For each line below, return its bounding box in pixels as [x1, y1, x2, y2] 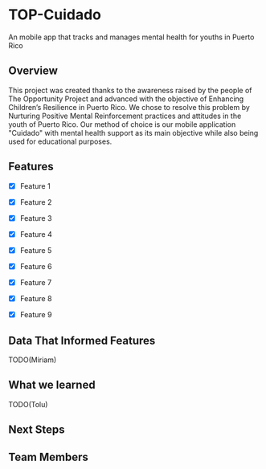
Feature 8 [19, 294, 52, 303]
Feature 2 [19, 197, 52, 206]
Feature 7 [19, 277, 52, 287]
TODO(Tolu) [8, 399, 48, 409]
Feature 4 [19, 229, 52, 239]
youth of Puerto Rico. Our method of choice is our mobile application [8, 119, 236, 129]
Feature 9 [19, 310, 52, 320]
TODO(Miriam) [8, 355, 57, 365]
